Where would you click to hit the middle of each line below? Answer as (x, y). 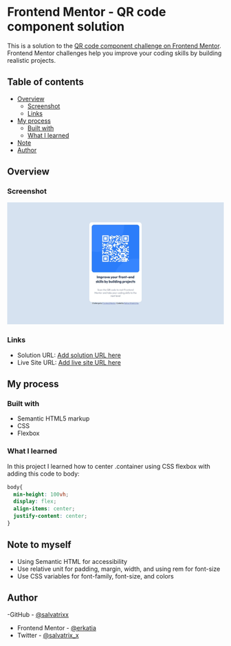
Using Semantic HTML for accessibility (72, 561)
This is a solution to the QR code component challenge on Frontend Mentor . (114, 46)
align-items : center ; (44, 509)
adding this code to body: (44, 474)
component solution (66, 27)
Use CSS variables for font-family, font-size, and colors (95, 576)
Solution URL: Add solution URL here (69, 355)
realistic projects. (32, 60)
